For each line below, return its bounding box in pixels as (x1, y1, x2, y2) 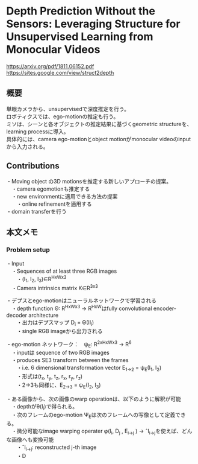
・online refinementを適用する (16, 200, 92, 208)
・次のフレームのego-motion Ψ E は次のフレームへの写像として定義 (11, 412, 176, 420)
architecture (28, 312, 59, 319)
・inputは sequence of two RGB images (11, 349, 110, 357)
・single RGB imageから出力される (16, 327, 103, 334)
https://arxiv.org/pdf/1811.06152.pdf (6, 62, 94, 70)
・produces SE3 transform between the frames (11, 357, 129, 364)
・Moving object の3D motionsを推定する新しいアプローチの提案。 (6, 177, 172, 185)
